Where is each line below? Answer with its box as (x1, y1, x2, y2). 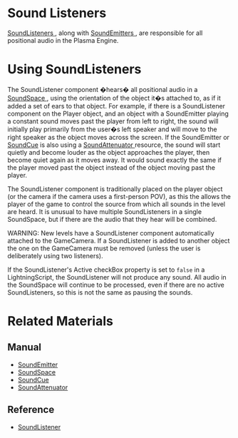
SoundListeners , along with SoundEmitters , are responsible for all (7, 29, 203, 37)
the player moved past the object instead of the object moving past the (7, 163, 216, 172)
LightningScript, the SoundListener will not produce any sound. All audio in (7, 273, 227, 281)
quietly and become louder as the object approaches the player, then (7, 148, 210, 156)
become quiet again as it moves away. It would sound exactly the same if (7, 156, 222, 164)
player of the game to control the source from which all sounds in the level (7, 200, 226, 208)
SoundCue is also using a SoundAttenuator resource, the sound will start (7, 141, 221, 149)
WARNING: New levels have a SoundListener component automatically (7, 228, 215, 237)
